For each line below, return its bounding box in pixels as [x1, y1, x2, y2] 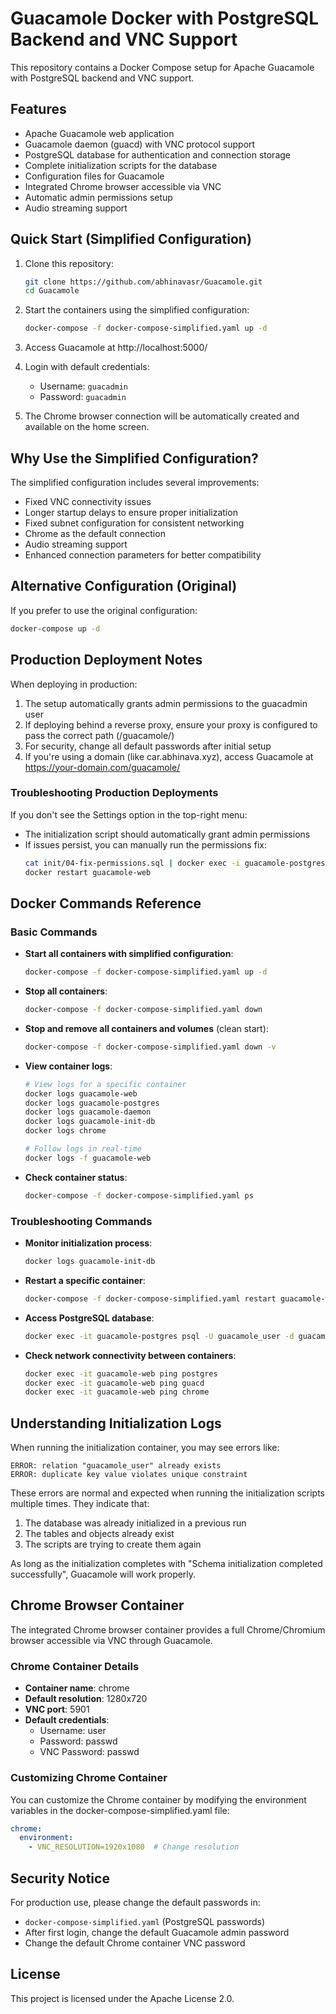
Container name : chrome [24, 1682, 130, 1694]
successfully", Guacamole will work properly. [10, 1568, 197, 1581]
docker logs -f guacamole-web [24, 1153, 152, 1163]
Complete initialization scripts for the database [24, 159, 218, 171]
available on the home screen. [24, 421, 150, 433]
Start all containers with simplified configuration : [24, 948, 234, 960]
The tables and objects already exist [24, 1528, 175, 1540]
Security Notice [10, 1870, 110, 1887]
